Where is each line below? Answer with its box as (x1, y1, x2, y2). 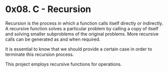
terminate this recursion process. (5, 51, 74, 57)
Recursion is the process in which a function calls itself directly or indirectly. (5, 20, 163, 26)
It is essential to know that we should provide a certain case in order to (5, 46, 152, 52)
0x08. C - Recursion (5, 4, 91, 15)
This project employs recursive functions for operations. (5, 61, 122, 67)
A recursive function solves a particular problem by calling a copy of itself (5, 25, 159, 31)
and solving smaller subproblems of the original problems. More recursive (5, 31, 159, 37)
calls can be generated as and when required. (5, 36, 101, 42)
